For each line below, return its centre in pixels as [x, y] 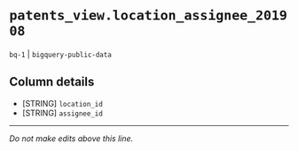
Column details [52, 82]
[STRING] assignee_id [63, 113]
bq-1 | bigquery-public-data [61, 54]
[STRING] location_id [63, 103]
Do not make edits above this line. [71, 138]
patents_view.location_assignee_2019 [149, 16]
